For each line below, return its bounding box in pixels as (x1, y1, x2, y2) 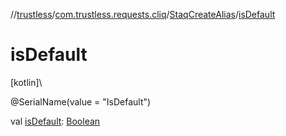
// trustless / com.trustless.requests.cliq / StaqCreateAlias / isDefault (10, 9, 276, 20)
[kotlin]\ (10, 76, 43, 88)
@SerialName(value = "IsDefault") (10, 95, 152, 108)
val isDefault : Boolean (10, 115, 101, 127)
